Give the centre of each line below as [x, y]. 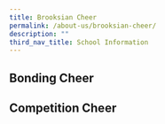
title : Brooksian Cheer [53, 17]
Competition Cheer [63, 108]
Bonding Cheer [52, 77]
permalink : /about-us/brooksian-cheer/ [83, 26]
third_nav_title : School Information [79, 42]
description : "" [39, 34]
